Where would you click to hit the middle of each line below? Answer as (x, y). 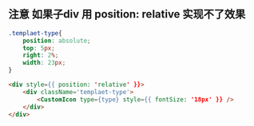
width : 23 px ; (44, 63)
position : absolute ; (57, 41)
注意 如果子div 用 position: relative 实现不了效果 (127, 14)
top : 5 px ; (39, 48)
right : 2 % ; (41, 55)
